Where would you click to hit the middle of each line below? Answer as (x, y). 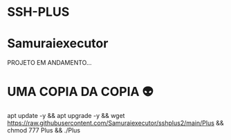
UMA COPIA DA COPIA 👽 (80, 92)
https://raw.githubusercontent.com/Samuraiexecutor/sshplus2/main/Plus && (115, 123)
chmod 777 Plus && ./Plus (44, 130)
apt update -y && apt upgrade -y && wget (66, 116)
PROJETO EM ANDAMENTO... (49, 63)
